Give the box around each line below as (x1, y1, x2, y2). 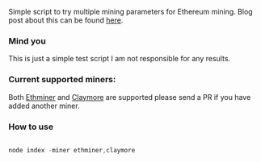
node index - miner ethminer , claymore (8, 146, 136, 154)
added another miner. (8, 101, 80, 110)
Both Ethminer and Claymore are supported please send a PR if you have (8, 92, 251, 102)
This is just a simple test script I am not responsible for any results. (8, 54, 231, 64)
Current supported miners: (8, 74, 116, 85)
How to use (8, 121, 54, 132)
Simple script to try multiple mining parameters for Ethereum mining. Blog (8, 7, 253, 16)
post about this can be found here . (8, 15, 124, 25)
